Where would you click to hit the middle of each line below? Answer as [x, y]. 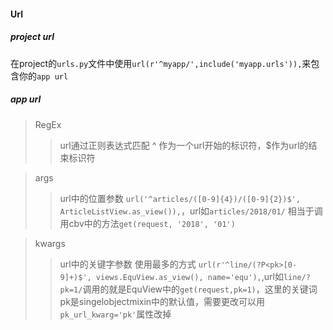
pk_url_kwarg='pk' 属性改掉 [115, 314]
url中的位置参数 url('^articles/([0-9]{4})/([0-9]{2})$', [180, 198]
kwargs [50, 243]
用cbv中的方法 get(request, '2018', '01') [147, 223]
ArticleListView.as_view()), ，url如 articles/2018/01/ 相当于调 [191, 211]
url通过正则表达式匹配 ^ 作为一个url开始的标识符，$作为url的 [184, 145]
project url [32, 37]
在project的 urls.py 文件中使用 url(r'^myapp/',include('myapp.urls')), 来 [161, 63]
